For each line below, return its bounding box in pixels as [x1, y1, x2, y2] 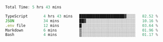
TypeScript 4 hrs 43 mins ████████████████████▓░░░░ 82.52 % [5, 13, 158, 18]
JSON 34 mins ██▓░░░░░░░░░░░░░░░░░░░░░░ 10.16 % [5, 18, 158, 23]
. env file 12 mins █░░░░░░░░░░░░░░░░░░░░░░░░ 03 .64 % [5, 23, 158, 28]
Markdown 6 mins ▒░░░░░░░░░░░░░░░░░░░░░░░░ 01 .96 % [5, 27, 158, 32]
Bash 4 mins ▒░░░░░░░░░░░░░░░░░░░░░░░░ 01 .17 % [5, 32, 158, 37]
